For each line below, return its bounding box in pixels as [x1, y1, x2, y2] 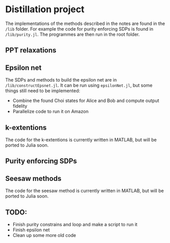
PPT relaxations [5, 46, 57, 55]
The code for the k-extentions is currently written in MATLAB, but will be [5, 137, 157, 143]
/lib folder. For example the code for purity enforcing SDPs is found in [5, 25, 154, 32]
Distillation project [5, 4, 85, 15]
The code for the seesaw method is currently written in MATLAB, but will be [5, 187, 164, 194]
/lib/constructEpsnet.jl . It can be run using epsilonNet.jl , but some [5, 83, 153, 89]
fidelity [12, 103, 27, 109]
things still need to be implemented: [5, 88, 80, 94]
